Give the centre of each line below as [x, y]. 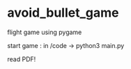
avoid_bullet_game [63, 13]
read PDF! [22, 59]
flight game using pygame [45, 32]
